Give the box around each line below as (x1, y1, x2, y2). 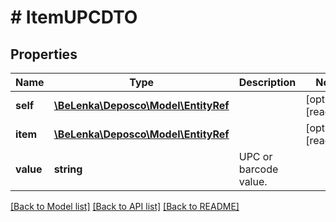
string (53, 162, 83, 176)
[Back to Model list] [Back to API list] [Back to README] (10, 201, 240, 212)
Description (238, 76, 297, 89)
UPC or (238, 150, 273, 163)
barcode (238, 162, 279, 176)
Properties (10, 46, 78, 63)
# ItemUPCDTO (10, 6, 138, 29)
